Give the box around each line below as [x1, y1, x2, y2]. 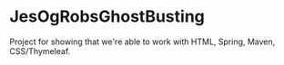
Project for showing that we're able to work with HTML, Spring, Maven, [9, 36, 276, 47]
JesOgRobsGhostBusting [9, 6, 205, 27]
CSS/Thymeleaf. [9, 45, 71, 56]
